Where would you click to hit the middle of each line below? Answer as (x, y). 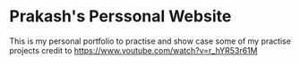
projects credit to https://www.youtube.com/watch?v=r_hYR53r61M (133, 50)
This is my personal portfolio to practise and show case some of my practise (150, 41)
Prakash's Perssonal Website (120, 16)
